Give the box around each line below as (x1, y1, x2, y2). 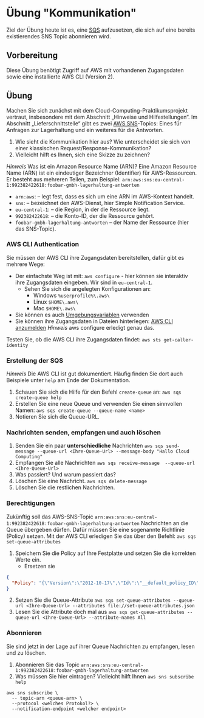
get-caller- (163, 336, 194, 343)
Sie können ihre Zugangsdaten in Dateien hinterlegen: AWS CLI (15, 317, 173, 325)
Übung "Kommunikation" (6, 6, 137, 20)
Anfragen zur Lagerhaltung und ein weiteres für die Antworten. (6, 126, 164, 133)
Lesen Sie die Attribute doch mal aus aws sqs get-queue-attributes (15, 608, 185, 616)
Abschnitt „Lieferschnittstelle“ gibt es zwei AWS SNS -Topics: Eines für (6, 119, 182, 127)
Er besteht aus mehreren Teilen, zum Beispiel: (6, 175, 121, 183)
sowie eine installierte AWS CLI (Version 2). (6, 73, 115, 80)
